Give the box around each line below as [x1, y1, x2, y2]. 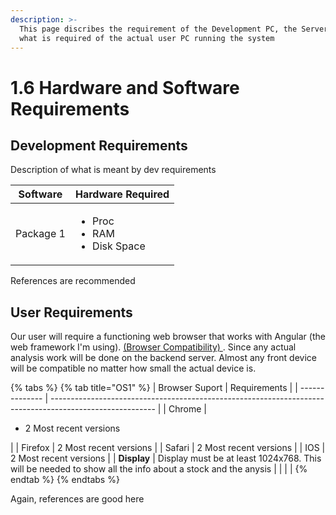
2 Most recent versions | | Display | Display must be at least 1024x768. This [10, 452, 322, 465]
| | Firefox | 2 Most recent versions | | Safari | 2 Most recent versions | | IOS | [10, 442, 326, 454]
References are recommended [10, 275, 136, 287]
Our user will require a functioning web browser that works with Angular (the [10, 331, 326, 343]
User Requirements [10, 304, 133, 321]
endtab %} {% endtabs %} [10, 474, 120, 486]
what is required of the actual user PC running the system [19, 33, 275, 43]
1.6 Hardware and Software [10, 76, 240, 99]
